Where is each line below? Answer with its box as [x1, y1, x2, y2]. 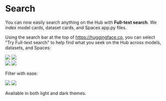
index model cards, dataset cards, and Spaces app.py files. [5, 24, 127, 30]
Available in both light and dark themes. [5, 90, 86, 96]
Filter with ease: [5, 70, 38, 76]
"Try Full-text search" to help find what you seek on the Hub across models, [5, 39, 162, 45]
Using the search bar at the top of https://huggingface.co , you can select [5, 34, 156, 40]
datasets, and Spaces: [5, 45, 51, 50]
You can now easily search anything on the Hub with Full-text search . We [5, 19, 157, 25]
